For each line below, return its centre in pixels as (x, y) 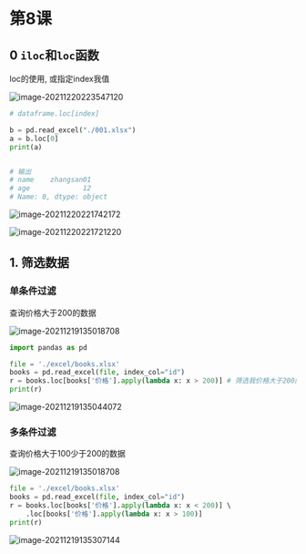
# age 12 (51, 189)
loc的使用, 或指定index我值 (60, 79)
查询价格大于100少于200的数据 (67, 454)
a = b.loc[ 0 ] (34, 138)
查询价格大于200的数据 (53, 313)
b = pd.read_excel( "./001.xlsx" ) (73, 130)
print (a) (26, 147)
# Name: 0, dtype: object (58, 197)
